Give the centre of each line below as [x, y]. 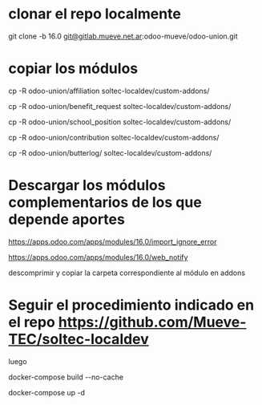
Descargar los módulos [87, 186]
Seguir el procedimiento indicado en [131, 305]
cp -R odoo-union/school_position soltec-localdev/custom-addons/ [120, 122]
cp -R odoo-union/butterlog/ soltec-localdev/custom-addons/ [110, 152]
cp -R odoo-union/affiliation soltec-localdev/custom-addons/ [109, 91]
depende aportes [67, 219]
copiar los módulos [73, 69]
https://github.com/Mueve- [152, 322]
